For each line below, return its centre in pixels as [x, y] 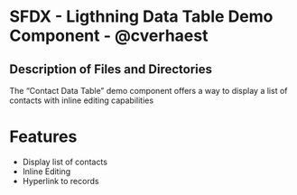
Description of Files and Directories [111, 69]
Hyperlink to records [60, 181]
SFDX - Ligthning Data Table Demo [141, 17]
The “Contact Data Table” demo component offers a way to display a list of [148, 91]
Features [43, 137]
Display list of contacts [65, 162]
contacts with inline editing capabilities [82, 100]
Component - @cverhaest [109, 36]
